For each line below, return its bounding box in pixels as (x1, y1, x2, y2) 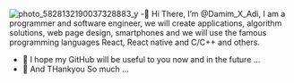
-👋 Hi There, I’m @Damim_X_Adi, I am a (140, 9, 286, 19)
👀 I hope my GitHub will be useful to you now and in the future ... (22, 54, 261, 64)
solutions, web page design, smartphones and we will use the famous (9, 28, 267, 37)
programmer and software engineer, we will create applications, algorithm (9, 18, 282, 29)
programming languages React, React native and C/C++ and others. (9, 37, 260, 47)
